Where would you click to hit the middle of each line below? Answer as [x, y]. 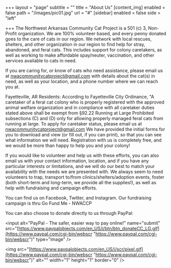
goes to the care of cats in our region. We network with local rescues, [79, 39]
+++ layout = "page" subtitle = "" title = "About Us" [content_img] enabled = [86, 7]
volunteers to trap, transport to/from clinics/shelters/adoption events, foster [85, 177]
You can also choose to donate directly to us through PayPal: [69, 213]
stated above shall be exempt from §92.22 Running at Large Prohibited [80, 113]
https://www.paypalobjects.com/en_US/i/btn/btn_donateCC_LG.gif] [89, 228]
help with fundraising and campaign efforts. [51, 188]
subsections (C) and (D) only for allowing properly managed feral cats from [84, 118]
